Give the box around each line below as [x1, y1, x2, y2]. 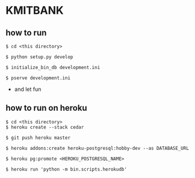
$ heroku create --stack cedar [5, 124, 84, 130]
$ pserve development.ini [5, 75, 70, 81]
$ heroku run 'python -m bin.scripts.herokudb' [5, 166, 128, 172]
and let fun [14, 85, 42, 93]
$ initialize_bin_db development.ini [5, 64, 101, 70]
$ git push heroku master [5, 135, 70, 141]
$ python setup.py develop [5, 54, 73, 60]
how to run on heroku [5, 103, 88, 113]
